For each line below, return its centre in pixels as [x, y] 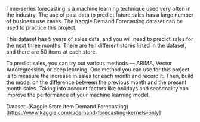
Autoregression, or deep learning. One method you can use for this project [98, 70]
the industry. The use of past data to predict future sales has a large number [100, 15]
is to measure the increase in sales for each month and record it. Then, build [100, 76]
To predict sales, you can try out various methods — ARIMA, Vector [89, 63]
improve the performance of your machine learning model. [78, 95]
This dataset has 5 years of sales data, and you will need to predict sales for [100, 39]
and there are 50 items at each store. [52, 52]
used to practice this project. [41, 27]
